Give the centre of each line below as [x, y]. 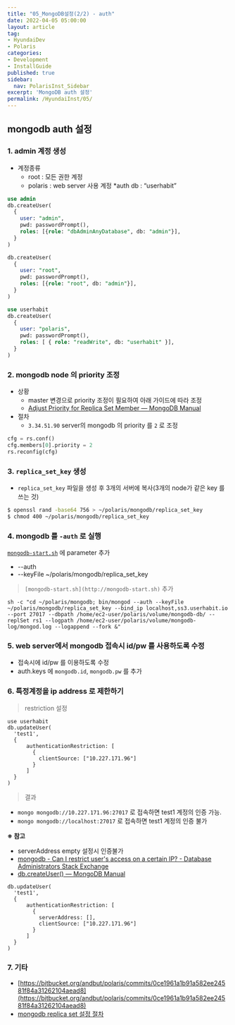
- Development [28, 60]
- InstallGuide [30, 66]
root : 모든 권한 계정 [55, 176]
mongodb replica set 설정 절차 [61, 1014]
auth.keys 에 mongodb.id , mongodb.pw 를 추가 [80, 671]
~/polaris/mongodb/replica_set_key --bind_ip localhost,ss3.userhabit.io [118, 608]
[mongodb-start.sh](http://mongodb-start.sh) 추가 [99, 589]
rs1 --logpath [53, 621]
